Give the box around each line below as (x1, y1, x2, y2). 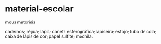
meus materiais (5, 19, 36, 25)
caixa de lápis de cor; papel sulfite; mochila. (5, 33, 93, 39)
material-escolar (5, 3, 74, 14)
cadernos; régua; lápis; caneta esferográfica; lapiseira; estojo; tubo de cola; (5, 28, 157, 34)
